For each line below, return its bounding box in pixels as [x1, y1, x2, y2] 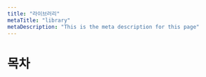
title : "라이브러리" [7, 10, 60, 17]
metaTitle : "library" [7, 17, 71, 24]
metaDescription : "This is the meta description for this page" [7, 23, 200, 30]
